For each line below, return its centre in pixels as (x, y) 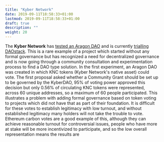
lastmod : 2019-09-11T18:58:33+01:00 (42, 19)
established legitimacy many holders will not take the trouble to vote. (74, 113)
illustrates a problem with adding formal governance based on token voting (81, 98)
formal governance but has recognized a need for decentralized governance (82, 56)
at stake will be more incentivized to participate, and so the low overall (76, 129)
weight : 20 (16, 32)
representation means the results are (42, 134)
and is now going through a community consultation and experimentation (79, 62)
